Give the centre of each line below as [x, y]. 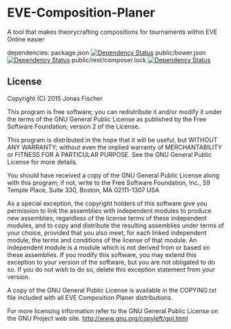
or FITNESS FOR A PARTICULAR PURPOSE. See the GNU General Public [110, 154]
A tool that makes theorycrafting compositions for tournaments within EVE [112, 32]
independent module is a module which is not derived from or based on [109, 247]
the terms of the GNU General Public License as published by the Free [107, 119]
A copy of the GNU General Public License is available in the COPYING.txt [112, 290]
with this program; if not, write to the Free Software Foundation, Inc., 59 [109, 182]
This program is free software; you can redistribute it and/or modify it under [115, 111]
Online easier [26, 39]
